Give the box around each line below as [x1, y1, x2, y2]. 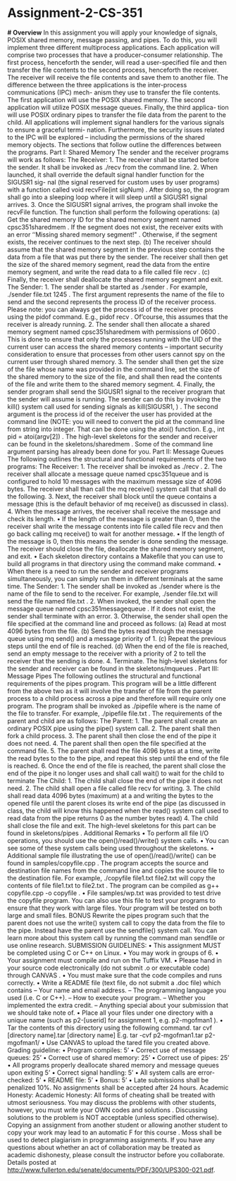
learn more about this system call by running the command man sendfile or [7, 933, 225, 942]
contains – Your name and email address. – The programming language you [7, 986, 227, 994]
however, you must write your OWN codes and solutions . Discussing [7, 1106, 208, 1114]
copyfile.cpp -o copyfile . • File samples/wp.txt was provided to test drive [7, 889, 221, 897]
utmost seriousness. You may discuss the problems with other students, [7, 1098, 217, 1106]
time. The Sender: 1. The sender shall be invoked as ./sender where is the [7, 582, 221, 590]
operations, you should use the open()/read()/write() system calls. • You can [7, 836, 229, 844]
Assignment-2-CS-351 [7, 5, 143, 21]
